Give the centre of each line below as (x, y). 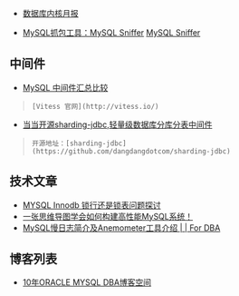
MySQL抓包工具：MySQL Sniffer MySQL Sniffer (111, 33)
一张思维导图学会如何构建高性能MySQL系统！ (107, 216)
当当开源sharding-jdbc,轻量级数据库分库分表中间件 (117, 124)
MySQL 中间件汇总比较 (65, 87)
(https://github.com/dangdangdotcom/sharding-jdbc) (131, 151)
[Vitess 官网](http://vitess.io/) (96, 106)
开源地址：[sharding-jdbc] (79, 143)
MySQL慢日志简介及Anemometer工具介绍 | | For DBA (121, 227)
